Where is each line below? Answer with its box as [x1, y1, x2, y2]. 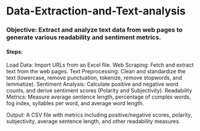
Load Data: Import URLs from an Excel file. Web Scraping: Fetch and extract [6, 61, 194, 69]
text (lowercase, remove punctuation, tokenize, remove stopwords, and [6, 74, 182, 82]
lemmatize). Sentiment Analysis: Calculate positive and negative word [6, 81, 178, 88]
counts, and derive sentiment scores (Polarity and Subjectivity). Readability [6, 87, 192, 94]
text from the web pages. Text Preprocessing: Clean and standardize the [6, 68, 186, 75]
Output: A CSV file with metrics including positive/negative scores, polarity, [6, 111, 192, 118]
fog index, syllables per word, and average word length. [6, 100, 144, 107]
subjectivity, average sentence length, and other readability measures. [6, 118, 181, 125]
